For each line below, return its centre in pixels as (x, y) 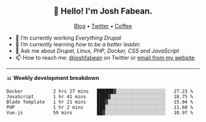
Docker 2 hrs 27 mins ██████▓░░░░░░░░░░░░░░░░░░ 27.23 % (100, 91)
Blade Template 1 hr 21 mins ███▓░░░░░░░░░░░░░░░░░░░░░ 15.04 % (100, 102)
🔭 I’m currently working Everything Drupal (68, 38)
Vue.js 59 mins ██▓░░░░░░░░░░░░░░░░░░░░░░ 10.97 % (100, 113)
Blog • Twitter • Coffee (103, 26)
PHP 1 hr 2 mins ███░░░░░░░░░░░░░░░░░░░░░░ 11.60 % (100, 107)
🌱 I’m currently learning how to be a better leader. (78, 44)
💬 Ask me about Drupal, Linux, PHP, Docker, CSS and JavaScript (97, 51)
